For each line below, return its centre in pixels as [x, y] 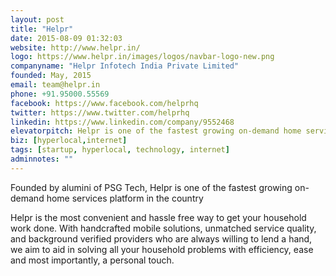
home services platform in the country [125, 198]
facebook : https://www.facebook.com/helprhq [104, 103]
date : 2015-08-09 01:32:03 [66, 38]
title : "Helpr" [42, 29]
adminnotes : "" [42, 159]
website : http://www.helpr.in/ [75, 47]
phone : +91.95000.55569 [60, 94]
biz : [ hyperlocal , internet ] [69, 141]
